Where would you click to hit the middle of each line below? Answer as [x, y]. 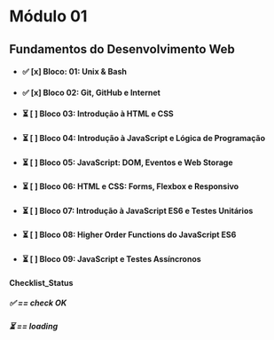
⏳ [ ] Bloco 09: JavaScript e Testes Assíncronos [111, 258]
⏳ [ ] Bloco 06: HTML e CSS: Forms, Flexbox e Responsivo [130, 186]
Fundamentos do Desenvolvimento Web [122, 49]
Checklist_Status [41, 282]
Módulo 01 [48, 16]
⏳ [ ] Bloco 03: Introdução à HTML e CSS [98, 114]
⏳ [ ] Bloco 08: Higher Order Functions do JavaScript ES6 [129, 235]
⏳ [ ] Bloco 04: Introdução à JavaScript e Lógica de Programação [144, 138]
